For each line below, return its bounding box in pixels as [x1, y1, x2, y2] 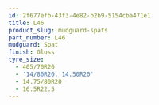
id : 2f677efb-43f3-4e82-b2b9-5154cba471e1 [8, 11, 151, 20]
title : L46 [8, 19, 45, 27]
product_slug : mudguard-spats [8, 26, 109, 34]
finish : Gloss [8, 48, 56, 56]
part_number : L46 [8, 33, 66, 42]
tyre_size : [8, 56, 45, 64]
